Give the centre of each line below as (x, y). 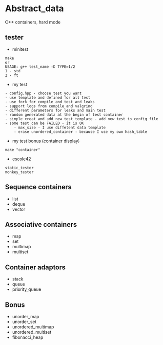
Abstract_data (35, 9)
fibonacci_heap (28, 337)
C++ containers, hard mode (33, 22)
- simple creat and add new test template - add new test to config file (82, 119)
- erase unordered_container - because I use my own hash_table (81, 132)
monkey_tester (20, 172)
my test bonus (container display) (46, 141)
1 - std (13, 71)
